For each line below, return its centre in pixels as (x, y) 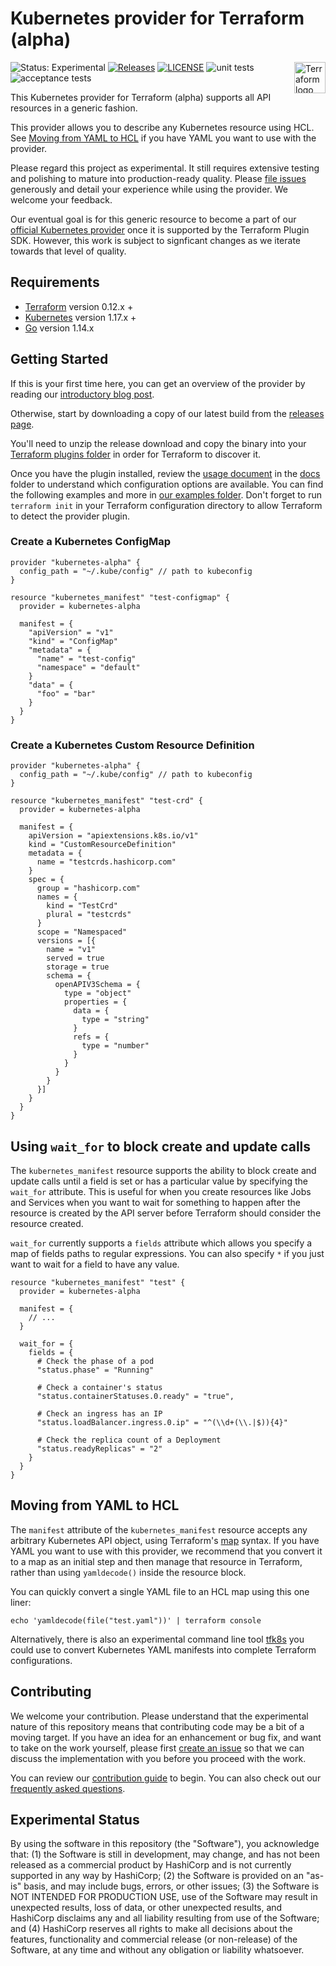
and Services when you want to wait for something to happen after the (155, 1202)
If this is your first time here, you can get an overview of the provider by (158, 383)
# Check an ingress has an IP (99, 1413)
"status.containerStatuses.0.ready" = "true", (135, 1396)
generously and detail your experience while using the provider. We (149, 189)
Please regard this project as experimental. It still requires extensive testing (165, 168)
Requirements (55, 282)
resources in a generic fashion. (74, 108)
